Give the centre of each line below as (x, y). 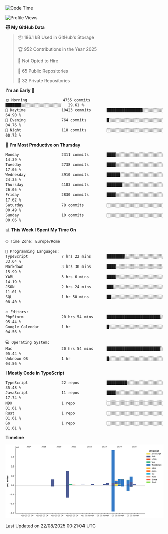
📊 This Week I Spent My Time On (41, 230)
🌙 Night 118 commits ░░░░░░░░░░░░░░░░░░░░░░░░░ (84, 130)
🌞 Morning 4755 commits (48, 100)
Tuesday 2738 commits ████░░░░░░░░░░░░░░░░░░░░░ (84, 165)
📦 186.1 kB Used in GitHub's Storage (56, 37)
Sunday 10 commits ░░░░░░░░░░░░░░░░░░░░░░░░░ (84, 215)
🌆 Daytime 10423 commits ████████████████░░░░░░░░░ (84, 110)
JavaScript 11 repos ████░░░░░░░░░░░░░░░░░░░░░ (84, 393)
